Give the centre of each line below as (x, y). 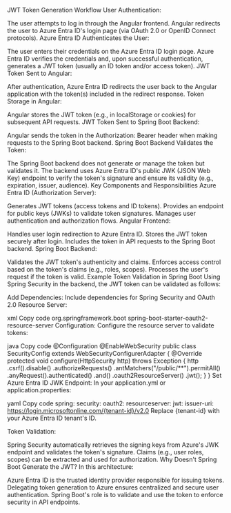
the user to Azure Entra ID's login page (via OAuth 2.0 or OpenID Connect (111, 31)
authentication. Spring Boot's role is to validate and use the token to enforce (115, 495)
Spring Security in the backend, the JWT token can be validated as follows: (114, 284)
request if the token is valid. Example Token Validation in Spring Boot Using (114, 276)
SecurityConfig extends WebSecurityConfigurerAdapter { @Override (104, 353)
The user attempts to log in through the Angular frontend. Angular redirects (114, 23)
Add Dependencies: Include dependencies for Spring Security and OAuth (111, 297)
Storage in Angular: (34, 101)
